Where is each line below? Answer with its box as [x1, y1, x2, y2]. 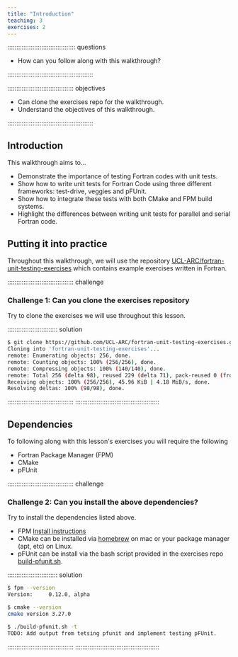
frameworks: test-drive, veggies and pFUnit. [17, 187, 147, 195]
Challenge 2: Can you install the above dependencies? [7, 497, 198, 507]
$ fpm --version [7, 585, 55, 592]
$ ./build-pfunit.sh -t [7, 623, 78, 630]
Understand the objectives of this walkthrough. [17, 105, 155, 114]
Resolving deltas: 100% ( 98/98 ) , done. [7, 385, 125, 392]
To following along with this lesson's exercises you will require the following [7, 437, 228, 446]
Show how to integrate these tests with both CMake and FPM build [17, 195, 212, 203]
